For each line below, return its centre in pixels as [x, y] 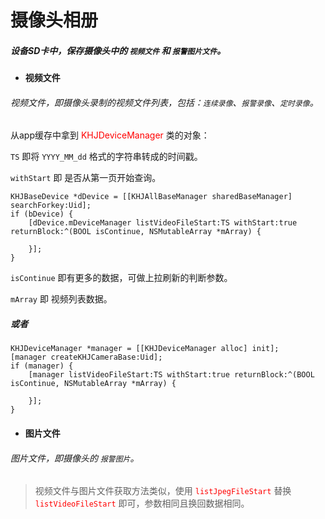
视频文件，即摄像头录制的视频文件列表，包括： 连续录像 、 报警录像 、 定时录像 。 [164, 102]
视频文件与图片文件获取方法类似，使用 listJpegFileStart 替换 [163, 491]
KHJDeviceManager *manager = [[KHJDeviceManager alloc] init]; [145, 349]
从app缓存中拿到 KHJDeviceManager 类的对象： [110, 135]
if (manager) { [42, 366]
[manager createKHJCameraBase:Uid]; [86, 357]
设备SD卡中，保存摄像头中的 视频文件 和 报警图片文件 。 [118, 50]
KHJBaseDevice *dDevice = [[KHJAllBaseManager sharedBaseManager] [151, 197]
